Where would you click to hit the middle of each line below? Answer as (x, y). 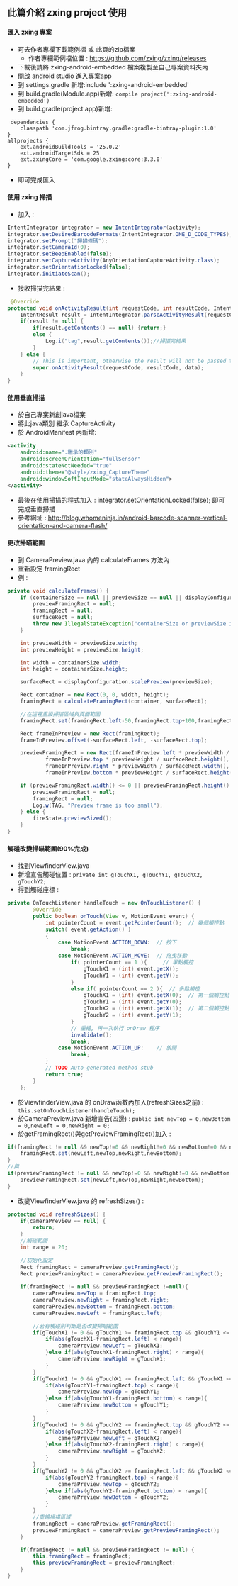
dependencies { (33, 122)
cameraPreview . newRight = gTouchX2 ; (112, 1451)
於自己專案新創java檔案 (52, 415)
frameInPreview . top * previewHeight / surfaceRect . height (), (137, 760)
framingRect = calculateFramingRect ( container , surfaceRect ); (114, 702)
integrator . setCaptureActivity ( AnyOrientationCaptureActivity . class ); (114, 261)
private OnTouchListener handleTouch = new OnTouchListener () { (104, 903)
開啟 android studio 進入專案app (64, 76)
